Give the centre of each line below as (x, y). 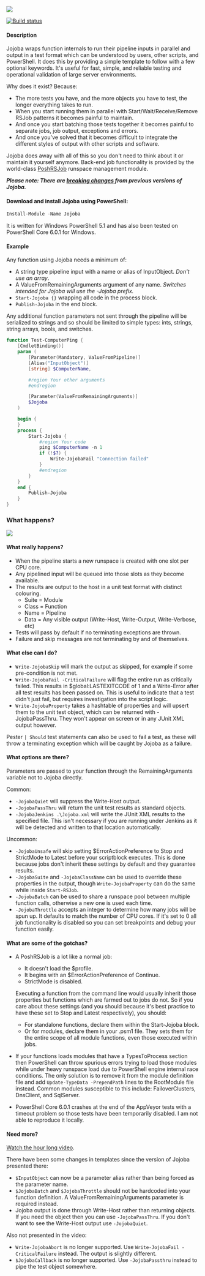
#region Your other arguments (67, 380)
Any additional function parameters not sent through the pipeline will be (97, 316)
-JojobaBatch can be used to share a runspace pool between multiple (103, 896)
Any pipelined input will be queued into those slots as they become (100, 574)
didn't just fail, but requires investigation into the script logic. (91, 699)
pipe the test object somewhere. (56, 1267)
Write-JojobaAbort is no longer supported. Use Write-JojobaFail (97, 1247)
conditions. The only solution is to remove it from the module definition (104, 1076)
